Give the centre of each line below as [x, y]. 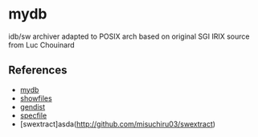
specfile [33, 115]
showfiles [36, 98]
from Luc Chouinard [41, 44]
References [38, 71]
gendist [33, 106]
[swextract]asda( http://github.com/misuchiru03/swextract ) [117, 124]
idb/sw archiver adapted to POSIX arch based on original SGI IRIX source [129, 36]
